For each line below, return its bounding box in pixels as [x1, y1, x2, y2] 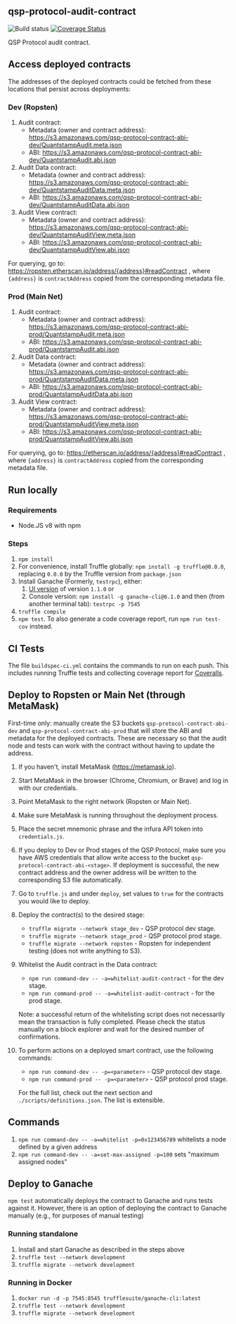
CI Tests [8, 643, 45, 655]
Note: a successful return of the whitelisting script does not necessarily [18, 1010, 225, 1018]
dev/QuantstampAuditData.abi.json [28, 200, 130, 209]
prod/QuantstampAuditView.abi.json [28, 435, 133, 443]
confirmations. [18, 1032, 60, 1041]
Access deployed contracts [8, 58, 131, 70]
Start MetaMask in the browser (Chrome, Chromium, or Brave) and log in [18, 776, 229, 784]
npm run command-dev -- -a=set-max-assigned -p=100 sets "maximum [18, 1150, 220, 1158]
